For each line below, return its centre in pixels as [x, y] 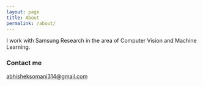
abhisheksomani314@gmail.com [47, 76]
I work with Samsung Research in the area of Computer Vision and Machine [102, 41]
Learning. [18, 47]
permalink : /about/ [31, 23]
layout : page [23, 12]
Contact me [24, 63]
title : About [23, 18]
